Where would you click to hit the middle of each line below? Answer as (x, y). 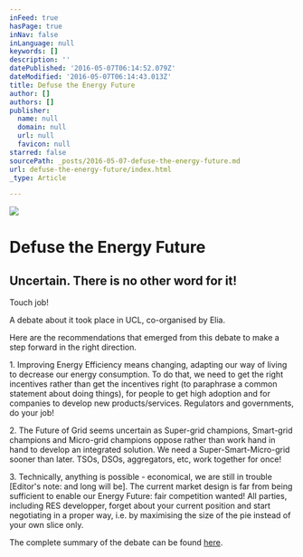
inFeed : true (34, 18)
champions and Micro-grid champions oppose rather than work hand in (142, 440)
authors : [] (32, 102)
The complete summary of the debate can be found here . (116, 543)
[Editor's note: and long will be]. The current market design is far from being (151, 486)
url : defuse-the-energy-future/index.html (90, 169)
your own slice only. (47, 525)
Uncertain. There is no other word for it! (123, 280)
